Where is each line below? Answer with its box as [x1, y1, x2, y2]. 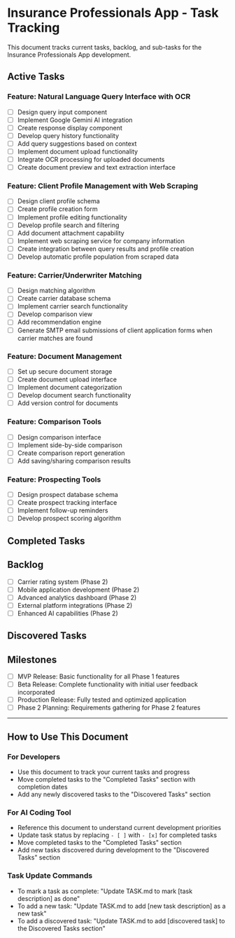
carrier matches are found [17, 334, 93, 342]
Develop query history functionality [17, 131, 120, 140]
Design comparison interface [17, 433, 101, 441]
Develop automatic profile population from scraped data [17, 252, 180, 261]
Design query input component [17, 107, 107, 116]
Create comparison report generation [17, 449, 125, 457]
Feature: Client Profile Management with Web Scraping [7, 181, 199, 191]
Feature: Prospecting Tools [7, 475, 101, 484]
